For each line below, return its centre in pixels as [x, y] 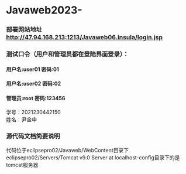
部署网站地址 [24, 30]
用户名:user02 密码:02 [34, 84]
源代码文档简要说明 [33, 137]
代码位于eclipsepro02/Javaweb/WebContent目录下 [68, 150]
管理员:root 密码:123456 [36, 98]
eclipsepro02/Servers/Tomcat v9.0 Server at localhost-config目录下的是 [93, 157]
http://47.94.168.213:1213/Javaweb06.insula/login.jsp [84, 37]
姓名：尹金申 [21, 120]
